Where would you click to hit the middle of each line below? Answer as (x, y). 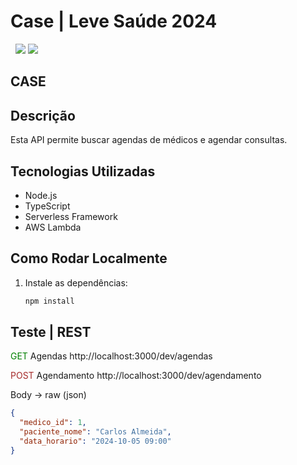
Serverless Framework (71, 216)
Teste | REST (51, 332)
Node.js (41, 195)
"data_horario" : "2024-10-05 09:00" (95, 441)
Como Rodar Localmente (89, 258)
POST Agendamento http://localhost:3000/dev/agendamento (136, 376)
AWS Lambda (53, 227)
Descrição (43, 115)
